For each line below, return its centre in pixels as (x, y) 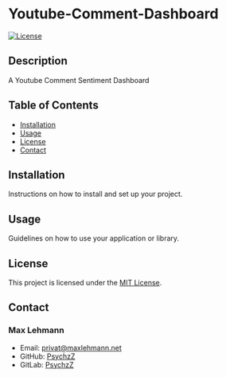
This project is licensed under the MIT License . (85, 283)
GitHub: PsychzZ (47, 356)
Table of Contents (54, 106)
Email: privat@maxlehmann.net (70, 348)
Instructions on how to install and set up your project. (95, 194)
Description (38, 61)
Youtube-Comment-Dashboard (113, 14)
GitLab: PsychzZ (47, 364)
